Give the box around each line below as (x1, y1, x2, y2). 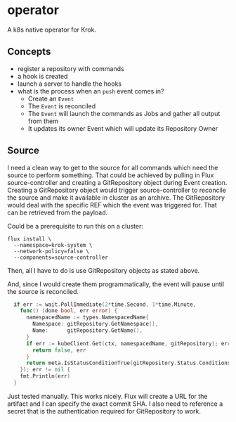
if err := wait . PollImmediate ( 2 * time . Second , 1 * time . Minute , (13, 301, 197, 308)
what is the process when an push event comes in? (17, 87, 164, 95)
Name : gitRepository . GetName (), (32, 327, 143, 334)
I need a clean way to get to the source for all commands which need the (7, 163, 218, 172)
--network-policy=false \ (13, 248, 90, 255)
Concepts (7, 46, 51, 58)
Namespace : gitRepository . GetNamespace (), (32, 321, 159, 328)
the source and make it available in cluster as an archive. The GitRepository (7, 193, 225, 202)
